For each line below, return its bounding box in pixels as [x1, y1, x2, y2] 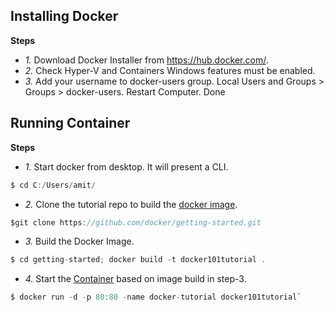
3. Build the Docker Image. [24, 235, 135, 248]
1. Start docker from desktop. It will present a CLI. [24, 160, 229, 173]
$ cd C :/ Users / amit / [10, 180, 97, 190]
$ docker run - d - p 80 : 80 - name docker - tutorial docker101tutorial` [10, 292, 302, 303]
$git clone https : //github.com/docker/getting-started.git [10, 217, 262, 228]
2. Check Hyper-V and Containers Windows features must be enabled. [24, 64, 316, 76]
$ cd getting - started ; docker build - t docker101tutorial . [10, 255, 267, 265]
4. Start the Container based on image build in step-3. [24, 273, 247, 285]
